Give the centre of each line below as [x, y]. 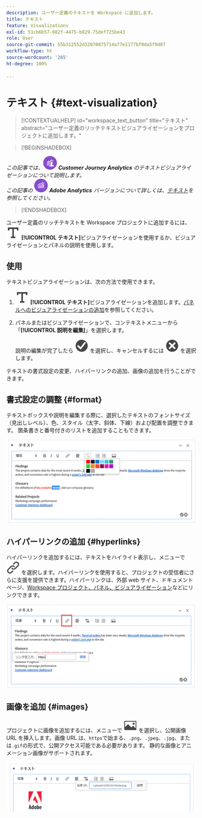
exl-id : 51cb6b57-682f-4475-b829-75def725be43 [66, 32]
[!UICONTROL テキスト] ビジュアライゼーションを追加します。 [107, 302]
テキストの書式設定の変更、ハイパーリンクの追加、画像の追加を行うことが [99, 371]
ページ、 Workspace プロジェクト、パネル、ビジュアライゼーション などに [97, 588]
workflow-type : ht [29, 51]
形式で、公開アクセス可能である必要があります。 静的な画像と [104, 745]
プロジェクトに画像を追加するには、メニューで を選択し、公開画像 [96, 730]
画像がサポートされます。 [64, 753]
